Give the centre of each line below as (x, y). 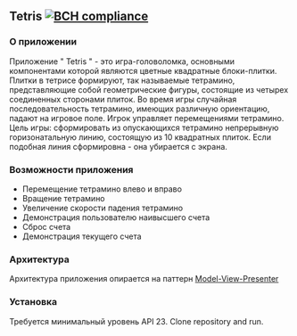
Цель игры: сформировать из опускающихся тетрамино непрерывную (144, 127)
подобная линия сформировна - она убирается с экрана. (118, 146)
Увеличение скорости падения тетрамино (103, 208)
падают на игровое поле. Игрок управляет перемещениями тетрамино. (147, 118)
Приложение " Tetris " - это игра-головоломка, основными (122, 61)
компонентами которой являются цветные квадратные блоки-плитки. (143, 70)
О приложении (43, 42)
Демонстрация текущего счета (82, 236)
